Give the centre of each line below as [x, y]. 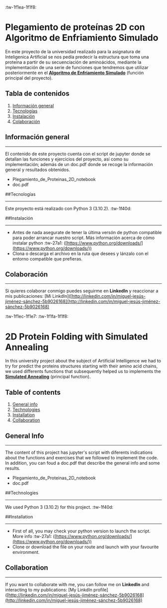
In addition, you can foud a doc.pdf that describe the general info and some [83, 463]
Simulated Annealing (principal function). [48, 377]
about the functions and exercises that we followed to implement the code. [82, 457]
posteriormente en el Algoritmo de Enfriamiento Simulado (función [75, 73]
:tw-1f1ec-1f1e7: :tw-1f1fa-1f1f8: [37, 316]
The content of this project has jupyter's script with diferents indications [79, 452]
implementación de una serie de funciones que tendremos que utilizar [77, 67]
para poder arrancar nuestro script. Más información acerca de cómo [83, 238]
